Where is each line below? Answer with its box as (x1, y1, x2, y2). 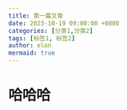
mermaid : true (8, 49, 56, 57)
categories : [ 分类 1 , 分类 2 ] (8, 26, 93, 35)
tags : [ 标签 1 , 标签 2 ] (8, 34, 76, 43)
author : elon (8, 42, 52, 50)
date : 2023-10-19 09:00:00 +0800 (8, 19, 120, 27)
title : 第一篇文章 (8, 11, 64, 20)
